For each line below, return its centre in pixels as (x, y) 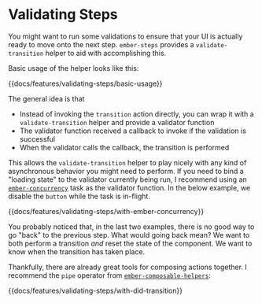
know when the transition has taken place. (77, 251)
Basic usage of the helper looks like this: (74, 68)
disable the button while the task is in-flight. (79, 196)
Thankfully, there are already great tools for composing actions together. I (128, 267)
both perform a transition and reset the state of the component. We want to (130, 243)
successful (37, 139)
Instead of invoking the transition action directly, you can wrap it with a (137, 114)
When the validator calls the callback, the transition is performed (124, 147)
